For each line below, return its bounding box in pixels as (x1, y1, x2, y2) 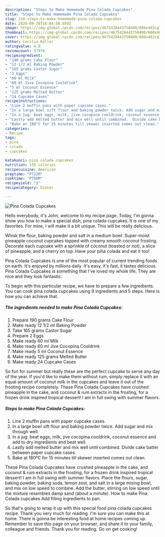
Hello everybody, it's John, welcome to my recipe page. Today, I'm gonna (5, 212, 154, 218)
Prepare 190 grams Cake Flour (12, 317, 74, 323)
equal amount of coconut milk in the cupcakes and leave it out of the (5, 379, 144, 385)
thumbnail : (5, 30, 27, 35)
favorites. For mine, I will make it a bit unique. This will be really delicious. (5, 223, 153, 229)
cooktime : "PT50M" (5, 176, 43, 181)
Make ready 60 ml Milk (12, 338, 59, 344)
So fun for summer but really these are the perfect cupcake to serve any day (5, 368, 160, 374)
